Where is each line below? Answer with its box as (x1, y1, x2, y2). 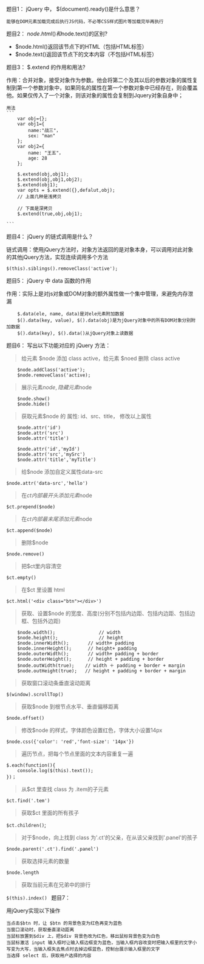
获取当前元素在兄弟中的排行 (21, 881, 91, 888)
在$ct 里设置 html (21, 586, 65, 593)
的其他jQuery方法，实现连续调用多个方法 (6, 253, 108, 261)
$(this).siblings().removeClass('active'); (6, 266, 118, 272)
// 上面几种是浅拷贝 (17, 194, 62, 200)
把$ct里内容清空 (21, 563, 62, 569)
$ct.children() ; (6, 822, 47, 828)
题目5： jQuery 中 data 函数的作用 (6, 277, 91, 284)
